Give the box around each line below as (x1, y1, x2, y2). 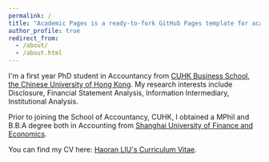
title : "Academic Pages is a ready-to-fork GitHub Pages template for (8, 19, 249, 27)
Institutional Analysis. (8, 97, 78, 106)
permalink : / (8, 11, 52, 20)
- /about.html (15, 49, 62, 57)
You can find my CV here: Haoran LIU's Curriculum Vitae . (8, 145, 198, 154)
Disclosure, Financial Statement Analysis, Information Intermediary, (8, 88, 230, 97)
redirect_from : (8, 34, 59, 43)
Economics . (8, 129, 47, 139)
